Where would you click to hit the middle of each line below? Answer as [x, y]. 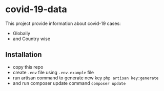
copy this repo [28, 67]
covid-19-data [36, 9]
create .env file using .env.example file [53, 72]
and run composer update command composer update [69, 83]
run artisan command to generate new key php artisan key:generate [86, 78]
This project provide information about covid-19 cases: [63, 23]
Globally [22, 33]
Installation [24, 55]
